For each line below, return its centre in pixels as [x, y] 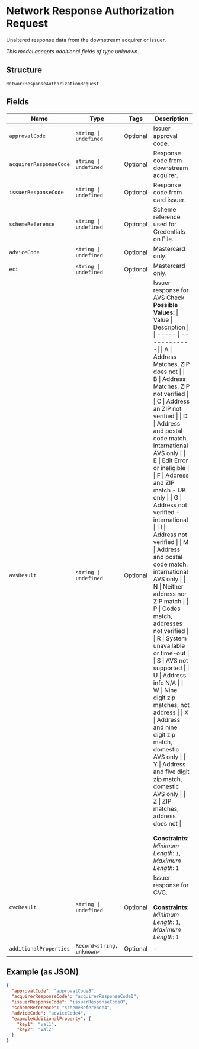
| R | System [170, 638]
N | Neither [168, 586]
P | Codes [167, 609]
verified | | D [170, 416]
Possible [166, 305]
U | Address [170, 675]
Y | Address [169, 764]
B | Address [169, 379]
